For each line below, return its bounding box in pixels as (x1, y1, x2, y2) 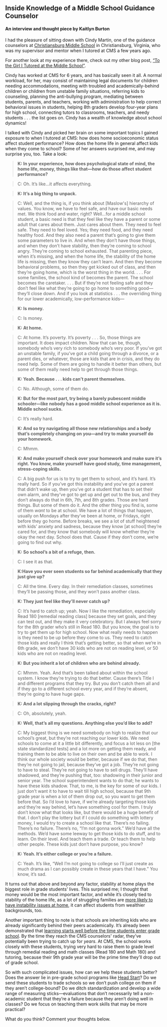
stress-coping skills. (17, 466, 61, 472)
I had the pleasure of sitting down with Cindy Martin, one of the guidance (5, 37, 156, 43)
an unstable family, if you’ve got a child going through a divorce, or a (17, 350, 159, 356)
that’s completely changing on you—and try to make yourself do (17, 431, 154, 437)
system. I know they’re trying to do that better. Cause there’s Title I (17, 675, 154, 681)
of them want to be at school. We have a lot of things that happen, (17, 507, 154, 513)
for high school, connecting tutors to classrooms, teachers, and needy (5, 109, 150, 115)
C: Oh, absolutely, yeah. (17, 710, 67, 716)
